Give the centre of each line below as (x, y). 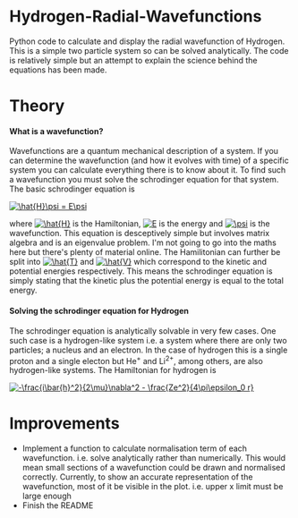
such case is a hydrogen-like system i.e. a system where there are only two (149, 340)
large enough (47, 496)
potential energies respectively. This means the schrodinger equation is (141, 271)
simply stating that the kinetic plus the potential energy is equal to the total (147, 281)
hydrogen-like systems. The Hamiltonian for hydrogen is (113, 370)
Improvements (64, 424)
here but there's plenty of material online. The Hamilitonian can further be (145, 252)
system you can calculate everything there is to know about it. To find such (148, 170)
